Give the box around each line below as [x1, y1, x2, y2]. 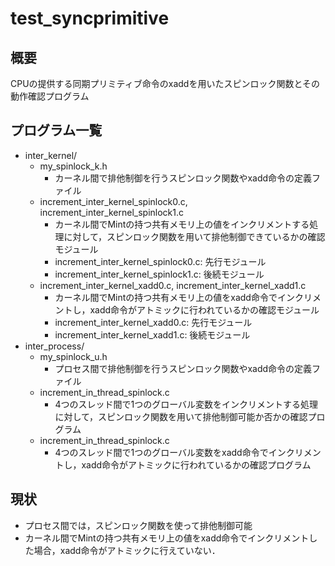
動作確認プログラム [10, 90, 90, 102]
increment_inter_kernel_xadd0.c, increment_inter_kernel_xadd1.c [39, 279, 307, 291]
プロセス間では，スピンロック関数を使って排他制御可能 [24, 519, 253, 531]
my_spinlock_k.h [39, 160, 108, 172]
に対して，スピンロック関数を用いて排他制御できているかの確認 [63, 230, 326, 242]
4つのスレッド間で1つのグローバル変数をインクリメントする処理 [54, 398, 318, 410]
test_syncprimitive [10, 7, 170, 30]
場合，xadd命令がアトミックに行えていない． [33, 544, 221, 556]
